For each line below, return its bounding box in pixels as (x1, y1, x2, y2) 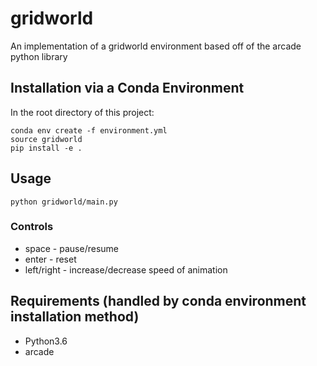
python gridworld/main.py (10, 197, 118, 207)
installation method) (10, 308, 140, 326)
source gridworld (10, 134, 83, 144)
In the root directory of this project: (10, 106, 155, 118)
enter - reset (24, 253, 77, 265)
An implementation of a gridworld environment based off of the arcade (10, 40, 302, 52)
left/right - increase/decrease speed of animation (24, 263, 228, 276)
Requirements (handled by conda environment (10, 293, 307, 310)
